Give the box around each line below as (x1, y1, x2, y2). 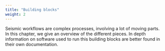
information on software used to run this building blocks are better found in (5, 36, 160, 42)
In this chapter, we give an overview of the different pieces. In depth (5, 31, 146, 37)
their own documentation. (5, 41, 59, 47)
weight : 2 (5, 12, 26, 17)
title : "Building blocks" (5, 7, 59, 12)
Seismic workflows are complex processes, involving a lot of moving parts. (5, 25, 160, 31)
